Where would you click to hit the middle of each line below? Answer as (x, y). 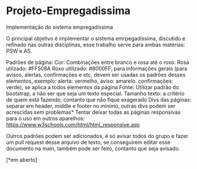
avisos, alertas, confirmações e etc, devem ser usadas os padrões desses (96, 75)
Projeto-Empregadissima (69, 11)
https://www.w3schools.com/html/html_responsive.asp (73, 124)
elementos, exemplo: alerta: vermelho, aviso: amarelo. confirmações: (90, 81)
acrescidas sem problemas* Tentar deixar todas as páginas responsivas (94, 112)
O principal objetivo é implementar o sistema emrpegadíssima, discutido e (96, 38)
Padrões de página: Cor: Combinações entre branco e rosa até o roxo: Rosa (98, 62)
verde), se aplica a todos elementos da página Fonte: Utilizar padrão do (93, 87)
